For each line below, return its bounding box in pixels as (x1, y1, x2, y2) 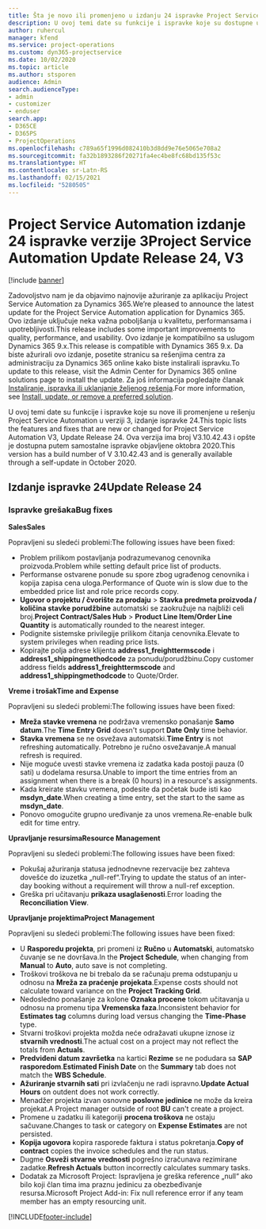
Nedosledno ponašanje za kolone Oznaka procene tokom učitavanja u (19, 994, 249, 1004)
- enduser (8, 108, 41, 116)
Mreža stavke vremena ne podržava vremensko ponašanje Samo (19, 717, 235, 726)
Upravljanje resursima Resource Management (8, 833, 161, 843)
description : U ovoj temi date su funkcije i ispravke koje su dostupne (8, 19, 253, 27)
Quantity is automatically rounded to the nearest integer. (19, 620, 206, 630)
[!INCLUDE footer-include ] (8, 1212, 93, 1222)
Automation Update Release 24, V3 (8, 249, 244, 266)
